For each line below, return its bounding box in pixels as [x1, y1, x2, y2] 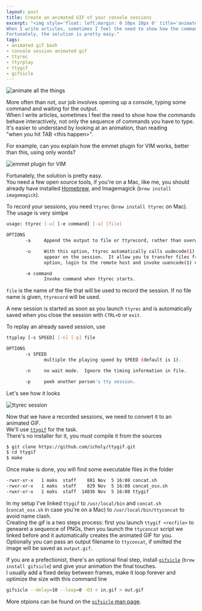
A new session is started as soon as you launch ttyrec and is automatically [6, 305, 192, 312]
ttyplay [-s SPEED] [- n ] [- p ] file [6, 335, 96, 341]
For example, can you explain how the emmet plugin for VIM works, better [6, 142, 189, 149]
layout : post [6, 8, 39, 15]
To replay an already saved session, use [6, 323, 106, 330]
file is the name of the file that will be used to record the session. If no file [6, 287, 191, 294]
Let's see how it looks [6, 389, 60, 396]
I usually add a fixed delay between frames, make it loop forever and [6, 569, 176, 576]
